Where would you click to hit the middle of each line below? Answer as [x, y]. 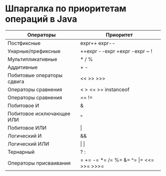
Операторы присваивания [39, 163]
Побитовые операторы [35, 75]
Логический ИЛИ [28, 144]
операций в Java [41, 19]
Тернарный [21, 152]
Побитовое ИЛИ [27, 128]
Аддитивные [23, 67]
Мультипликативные [33, 59]
